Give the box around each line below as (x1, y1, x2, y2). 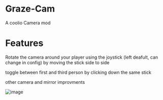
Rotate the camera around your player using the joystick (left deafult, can (5, 54, 158, 60)
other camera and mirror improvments (5, 79, 85, 85)
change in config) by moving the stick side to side (5, 59, 110, 66)
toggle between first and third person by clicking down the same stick (5, 69, 151, 75)
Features (5, 37, 44, 49)
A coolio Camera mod (5, 20, 51, 26)
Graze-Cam (5, 3, 55, 15)
